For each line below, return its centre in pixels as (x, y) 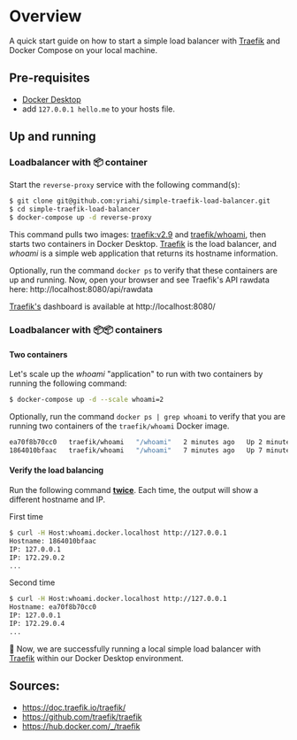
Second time (32, 582)
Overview (46, 16)
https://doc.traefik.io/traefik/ (74, 707)
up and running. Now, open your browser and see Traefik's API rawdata (139, 280)
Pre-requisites (49, 78)
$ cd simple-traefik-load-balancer (75, 210)
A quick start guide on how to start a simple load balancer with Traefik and (145, 41)
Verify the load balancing (57, 470)
